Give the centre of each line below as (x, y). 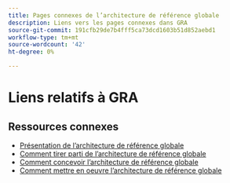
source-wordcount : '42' (47, 45)
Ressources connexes (64, 126)
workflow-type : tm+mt (44, 37)
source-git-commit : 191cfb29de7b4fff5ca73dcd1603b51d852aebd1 (112, 30)
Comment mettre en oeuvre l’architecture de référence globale (120, 170)
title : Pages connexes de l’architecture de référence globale (114, 15)
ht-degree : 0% (31, 52)
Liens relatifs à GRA (73, 98)
